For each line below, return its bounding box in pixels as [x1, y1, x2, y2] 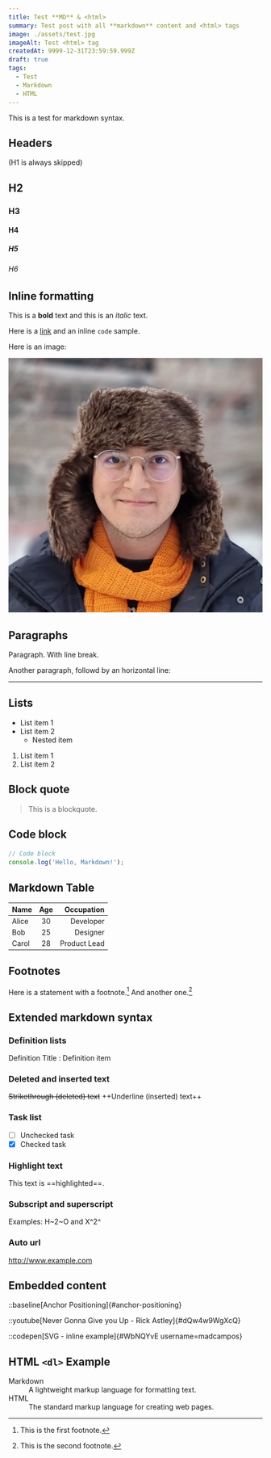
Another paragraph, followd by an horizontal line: [8, 666, 171, 675]
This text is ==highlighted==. [8, 1178, 105, 1187]
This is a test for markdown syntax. [8, 113, 125, 123]
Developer [69, 916, 105, 926]
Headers [8, 136, 52, 149]
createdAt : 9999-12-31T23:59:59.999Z [8, 47, 135, 56]
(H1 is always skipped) [8, 158, 83, 167]
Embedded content [8, 1279, 106, 1292]
